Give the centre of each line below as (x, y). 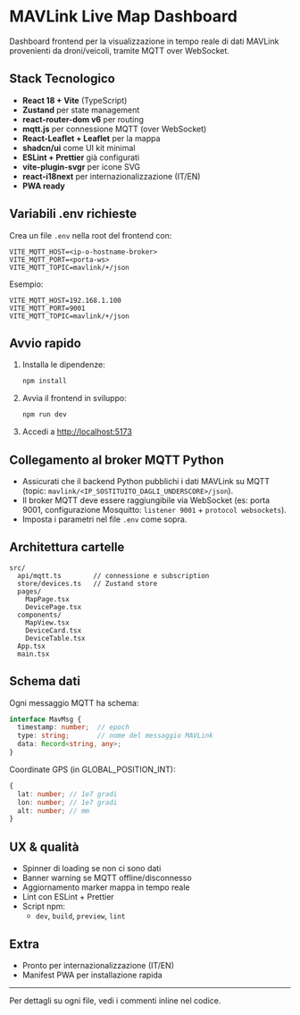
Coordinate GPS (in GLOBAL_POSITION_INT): (92, 769)
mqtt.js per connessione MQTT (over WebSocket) (114, 129)
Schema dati (45, 681)
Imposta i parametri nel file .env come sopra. (104, 519)
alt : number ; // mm (54, 810)
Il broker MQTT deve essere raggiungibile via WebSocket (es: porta (146, 500)
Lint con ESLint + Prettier (68, 897)
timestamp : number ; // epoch (73, 727)
